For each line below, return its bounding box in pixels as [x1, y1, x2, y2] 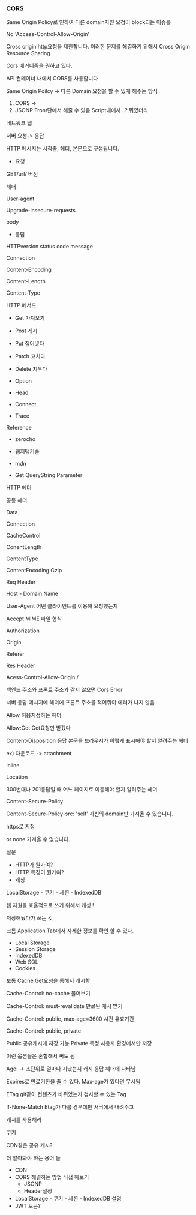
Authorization [6, 627, 40, 634]
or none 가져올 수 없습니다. [6, 836, 70, 843]
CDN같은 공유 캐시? [6, 1142, 53, 1149]
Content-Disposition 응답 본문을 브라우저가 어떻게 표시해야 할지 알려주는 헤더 [6, 737, 189, 745]
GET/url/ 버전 [6, 170, 38, 178]
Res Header [6, 662, 35, 670]
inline [6, 762, 20, 769]
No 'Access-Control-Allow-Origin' [6, 31, 90, 38]
